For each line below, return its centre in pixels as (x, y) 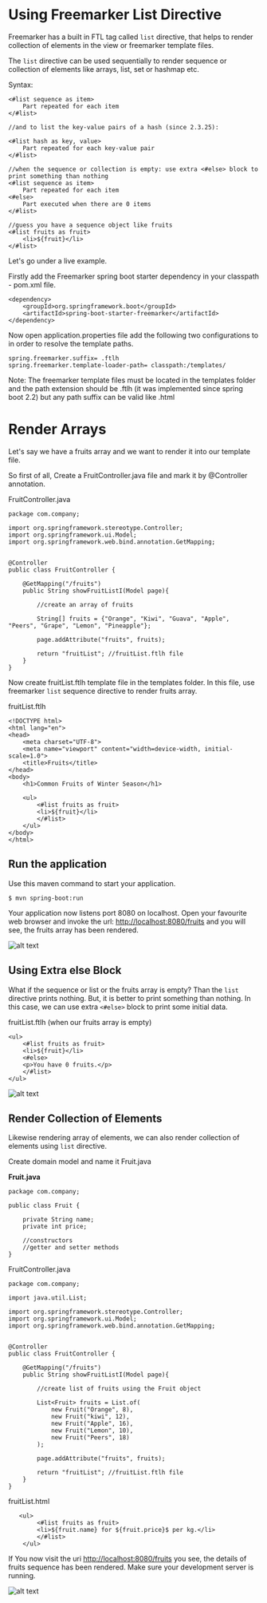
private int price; (55, 1227)
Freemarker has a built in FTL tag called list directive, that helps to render (131, 37)
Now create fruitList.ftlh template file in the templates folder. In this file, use (132, 682)
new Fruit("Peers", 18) (90, 1438)
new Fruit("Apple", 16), (92, 1424)
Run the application (58, 864)
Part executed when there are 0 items (87, 204)
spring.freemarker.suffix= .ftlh (64, 358)
